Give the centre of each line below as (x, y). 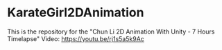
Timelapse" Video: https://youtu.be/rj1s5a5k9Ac (76, 38)
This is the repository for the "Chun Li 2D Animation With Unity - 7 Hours (111, 32)
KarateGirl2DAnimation (76, 13)
